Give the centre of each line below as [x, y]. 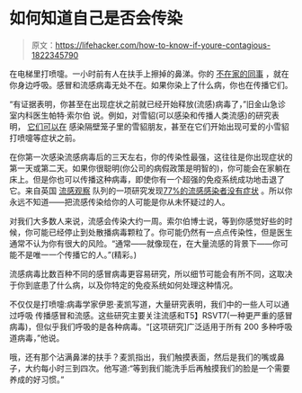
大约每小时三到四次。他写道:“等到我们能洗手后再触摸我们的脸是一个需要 [157, 368]
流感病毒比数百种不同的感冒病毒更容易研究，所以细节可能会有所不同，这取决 [151, 273]
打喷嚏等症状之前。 [45, 138]
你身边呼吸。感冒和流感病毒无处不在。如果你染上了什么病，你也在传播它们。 [151, 85]
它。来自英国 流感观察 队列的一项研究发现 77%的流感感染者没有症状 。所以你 [151, 191]
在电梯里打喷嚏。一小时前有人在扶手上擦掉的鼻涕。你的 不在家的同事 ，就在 [149, 74]
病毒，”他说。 [40, 337]
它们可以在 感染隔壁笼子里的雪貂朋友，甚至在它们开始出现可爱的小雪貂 [158, 126]
